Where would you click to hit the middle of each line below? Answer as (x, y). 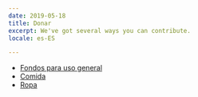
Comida (33, 76)
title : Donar (30, 23)
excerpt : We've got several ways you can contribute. (100, 30)
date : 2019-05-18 (37, 16)
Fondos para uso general (61, 68)
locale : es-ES (32, 38)
